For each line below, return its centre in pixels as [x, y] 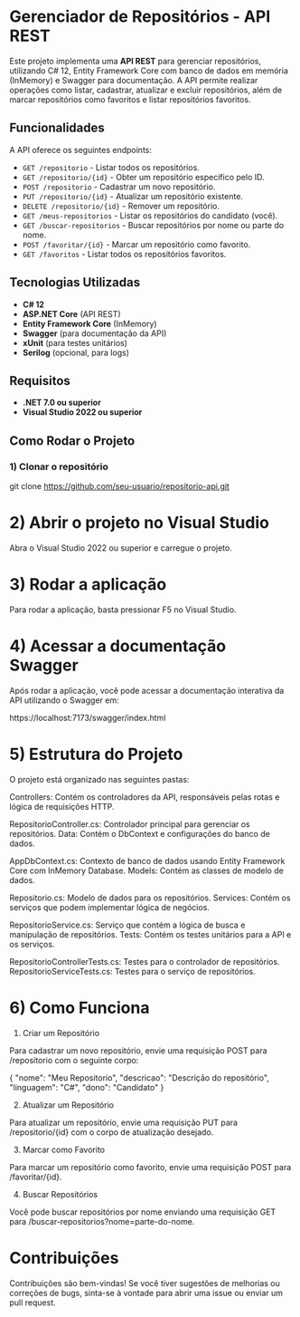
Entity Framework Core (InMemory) [89, 323]
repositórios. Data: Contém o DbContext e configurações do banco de [140, 833]
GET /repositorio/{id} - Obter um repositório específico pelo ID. [143, 177]
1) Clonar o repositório [59, 466]
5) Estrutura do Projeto [96, 755]
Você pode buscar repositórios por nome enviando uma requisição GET [143, 1212]
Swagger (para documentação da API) [94, 333]
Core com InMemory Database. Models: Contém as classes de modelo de [147, 870]
